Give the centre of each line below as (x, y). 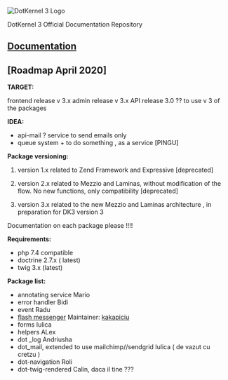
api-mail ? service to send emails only (72, 135)
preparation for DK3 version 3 (60, 212)
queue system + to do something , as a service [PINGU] (98, 143)
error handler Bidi (43, 302)
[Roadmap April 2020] (57, 70)
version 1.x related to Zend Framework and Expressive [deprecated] (115, 170)
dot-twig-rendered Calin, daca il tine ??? (76, 369)
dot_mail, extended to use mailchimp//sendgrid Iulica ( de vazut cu (114, 347)
